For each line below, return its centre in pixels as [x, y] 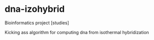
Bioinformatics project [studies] [37, 23]
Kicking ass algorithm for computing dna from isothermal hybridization [77, 32]
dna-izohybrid [35, 9]
